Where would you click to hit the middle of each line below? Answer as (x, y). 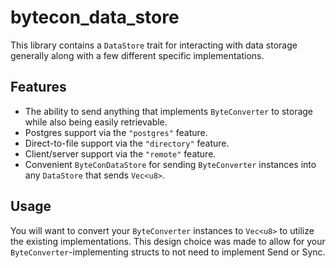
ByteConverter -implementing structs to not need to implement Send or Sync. (168, 252)
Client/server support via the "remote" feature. (120, 153)
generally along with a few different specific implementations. (137, 55)
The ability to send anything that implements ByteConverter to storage (169, 111)
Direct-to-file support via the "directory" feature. (127, 143)
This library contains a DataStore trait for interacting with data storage (154, 45)
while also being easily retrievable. (96, 122)
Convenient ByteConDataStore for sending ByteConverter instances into (170, 164)
